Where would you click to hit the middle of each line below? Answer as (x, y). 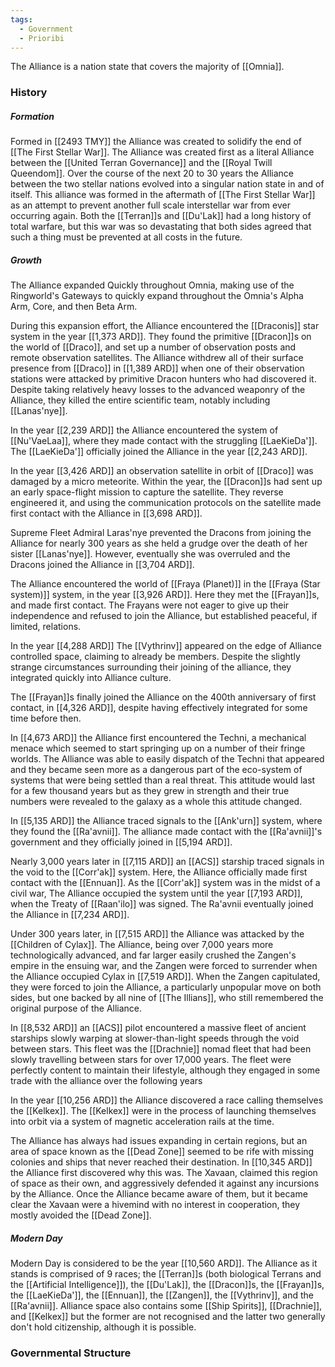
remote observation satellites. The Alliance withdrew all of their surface (157, 358)
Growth (26, 260)
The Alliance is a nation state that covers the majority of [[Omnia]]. (147, 67)
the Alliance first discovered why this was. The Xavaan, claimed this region (164, 1173)
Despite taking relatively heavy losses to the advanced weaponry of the (158, 390)
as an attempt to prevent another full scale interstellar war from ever (150, 205)
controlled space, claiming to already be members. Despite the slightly (155, 657)
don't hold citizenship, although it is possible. (103, 1327)
